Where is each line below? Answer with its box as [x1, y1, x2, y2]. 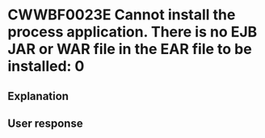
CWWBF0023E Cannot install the [7, 6, 236, 24]
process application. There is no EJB [7, 23, 258, 41]
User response [7, 116, 83, 130]
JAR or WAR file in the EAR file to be [7, 40, 252, 58]
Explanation [7, 89, 69, 102]
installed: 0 [7, 57, 85, 76]
